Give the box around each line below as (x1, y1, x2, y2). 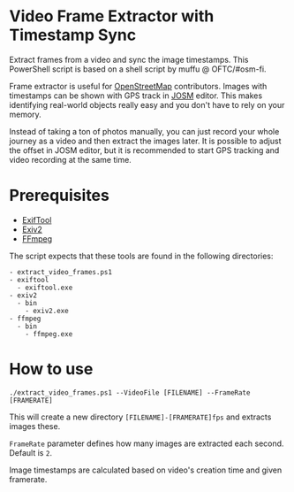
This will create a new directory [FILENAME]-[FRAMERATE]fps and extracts (9, 411, 272, 422)
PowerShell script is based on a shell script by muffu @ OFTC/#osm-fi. (9, 64, 267, 74)
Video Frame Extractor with (9, 6, 215, 27)
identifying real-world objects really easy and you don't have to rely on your (9, 99, 285, 110)
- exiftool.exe (17, 283, 73, 292)
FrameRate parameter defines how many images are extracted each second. (9, 438, 284, 449)
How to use (9, 359, 94, 380)
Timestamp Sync (9, 25, 137, 45)
